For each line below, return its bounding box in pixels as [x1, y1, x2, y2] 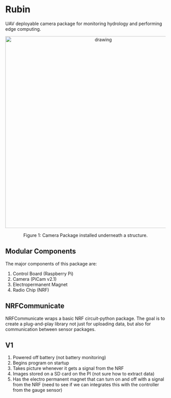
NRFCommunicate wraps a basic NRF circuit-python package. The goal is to [5, 315, 165, 321]
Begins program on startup [12, 360, 70, 366]
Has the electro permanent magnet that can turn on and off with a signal [12, 376, 164, 382]
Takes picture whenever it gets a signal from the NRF [12, 365, 124, 371]
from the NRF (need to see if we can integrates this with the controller [12, 382, 159, 388]
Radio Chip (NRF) [12, 286, 49, 293]
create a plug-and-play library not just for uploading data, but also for [5, 321, 151, 327]
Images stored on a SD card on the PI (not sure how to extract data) [12, 371, 155, 377]
